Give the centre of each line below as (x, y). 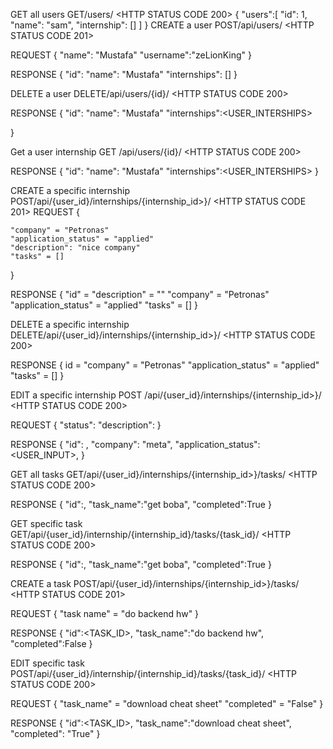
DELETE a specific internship (70, 324)
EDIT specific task (47, 663)
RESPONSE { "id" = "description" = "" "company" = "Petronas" (140, 294)
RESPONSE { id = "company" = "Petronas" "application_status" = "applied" (165, 365)
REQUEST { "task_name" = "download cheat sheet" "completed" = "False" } (167, 703)
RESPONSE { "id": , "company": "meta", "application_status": (135, 444)
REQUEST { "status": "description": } (86, 425)
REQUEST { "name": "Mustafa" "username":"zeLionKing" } (131, 55)
